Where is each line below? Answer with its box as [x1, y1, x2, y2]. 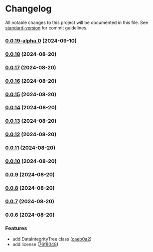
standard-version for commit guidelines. [5, 24, 88, 30]
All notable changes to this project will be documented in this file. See [5, 19, 149, 25]
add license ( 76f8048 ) [12, 242, 59, 248]
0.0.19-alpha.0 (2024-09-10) [5, 37, 77, 44]
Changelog [5, 3, 52, 14]
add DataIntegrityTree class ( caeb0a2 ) [12, 236, 92, 242]
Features [5, 225, 27, 232]
